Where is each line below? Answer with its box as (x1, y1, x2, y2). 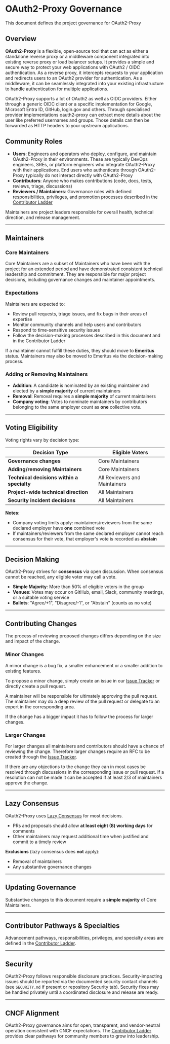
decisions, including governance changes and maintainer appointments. (5, 277, 156, 283)
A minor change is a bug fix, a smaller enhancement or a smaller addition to (5, 662, 163, 668)
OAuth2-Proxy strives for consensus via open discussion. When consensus (5, 568, 163, 574)
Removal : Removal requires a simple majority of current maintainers (12, 393, 156, 399)
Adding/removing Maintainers (8, 465, 82, 473)
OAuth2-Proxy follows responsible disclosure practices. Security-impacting (5, 973, 163, 979)
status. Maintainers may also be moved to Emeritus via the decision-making (5, 353, 163, 359)
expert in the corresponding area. (5, 703, 75, 710)
